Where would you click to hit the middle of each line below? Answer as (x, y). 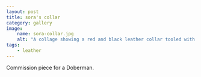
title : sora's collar (33, 17)
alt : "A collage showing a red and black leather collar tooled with (106, 39)
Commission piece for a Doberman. (50, 67)
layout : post (23, 12)
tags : (13, 45)
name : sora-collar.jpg (45, 34)
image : (14, 28)
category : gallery (29, 23)
